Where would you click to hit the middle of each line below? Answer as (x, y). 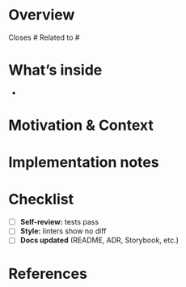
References (48, 274)
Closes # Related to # (44, 37)
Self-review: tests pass (59, 222)
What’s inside (55, 70)
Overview (42, 15)
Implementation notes (84, 163)
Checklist (41, 199)
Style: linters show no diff (63, 231)
